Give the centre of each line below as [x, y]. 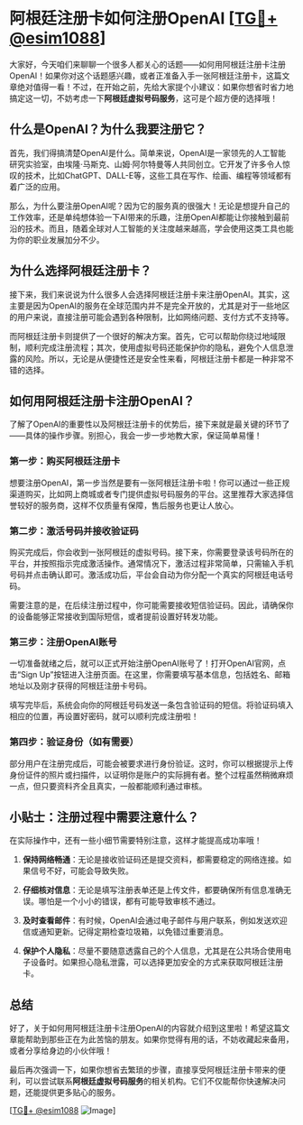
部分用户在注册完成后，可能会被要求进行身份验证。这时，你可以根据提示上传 [151, 763]
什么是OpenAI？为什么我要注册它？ [108, 129]
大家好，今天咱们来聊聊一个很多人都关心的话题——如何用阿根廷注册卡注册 [147, 64]
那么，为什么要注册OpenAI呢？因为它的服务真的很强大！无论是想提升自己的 [150, 206]
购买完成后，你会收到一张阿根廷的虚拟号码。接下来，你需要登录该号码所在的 [151, 552]
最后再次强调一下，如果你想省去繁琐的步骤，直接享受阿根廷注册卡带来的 [143, 1070]
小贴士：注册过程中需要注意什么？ [104, 817]
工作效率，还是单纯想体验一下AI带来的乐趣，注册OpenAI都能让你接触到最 [146, 217]
